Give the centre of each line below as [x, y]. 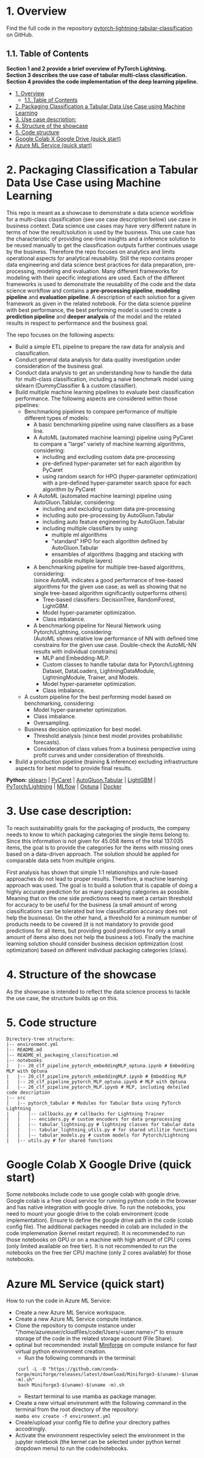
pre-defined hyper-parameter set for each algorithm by [112, 463]
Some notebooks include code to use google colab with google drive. [93, 1194]
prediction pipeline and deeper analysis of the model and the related [94, 316]
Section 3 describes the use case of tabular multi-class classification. [97, 75]
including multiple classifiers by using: [90, 528]
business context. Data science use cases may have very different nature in [101, 226]
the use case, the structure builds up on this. [62, 998]
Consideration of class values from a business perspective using [114, 748]
